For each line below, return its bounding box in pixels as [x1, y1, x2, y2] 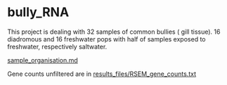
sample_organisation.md [7, 55, 79, 64]
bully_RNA [7, 4, 70, 20]
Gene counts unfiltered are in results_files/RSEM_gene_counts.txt [7, 70, 197, 78]
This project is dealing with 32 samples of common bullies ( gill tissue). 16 [7, 27, 221, 36]
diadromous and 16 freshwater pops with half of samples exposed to [7, 34, 206, 43]
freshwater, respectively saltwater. [7, 42, 108, 51]
